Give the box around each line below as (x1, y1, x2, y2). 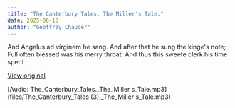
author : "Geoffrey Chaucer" (7, 23, 91, 30)
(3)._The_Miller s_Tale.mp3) (90, 92, 171, 101)
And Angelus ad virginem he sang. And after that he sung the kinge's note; (7, 43, 226, 52)
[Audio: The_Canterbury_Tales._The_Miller (7, 85, 130, 94)
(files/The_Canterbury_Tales (7, 92, 89, 101)
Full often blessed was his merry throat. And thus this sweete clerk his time (7, 50, 228, 59)
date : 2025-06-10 (7, 17, 59, 24)
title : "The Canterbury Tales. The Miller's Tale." (7, 10, 164, 18)
